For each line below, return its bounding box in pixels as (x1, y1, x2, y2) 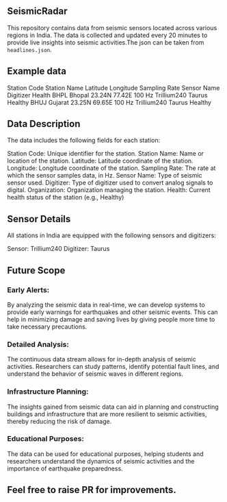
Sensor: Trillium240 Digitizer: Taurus (7, 245, 110, 253)
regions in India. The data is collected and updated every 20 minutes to (7, 31, 208, 39)
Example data (7, 65, 67, 77)
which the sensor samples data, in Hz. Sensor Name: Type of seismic (7, 171, 203, 180)
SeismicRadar (7, 5, 68, 17)
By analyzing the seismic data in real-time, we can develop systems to (7, 300, 205, 309)
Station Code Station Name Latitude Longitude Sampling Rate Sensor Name (7, 84, 220, 92)
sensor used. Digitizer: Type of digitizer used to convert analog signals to (7, 178, 213, 187)
